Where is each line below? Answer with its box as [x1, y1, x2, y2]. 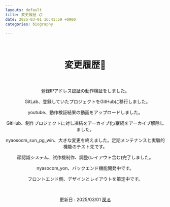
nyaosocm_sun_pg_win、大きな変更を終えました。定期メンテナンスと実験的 [6, 137, 165, 144]
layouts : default [5, 7, 42, 13]
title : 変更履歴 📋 [5, 12, 43, 17]
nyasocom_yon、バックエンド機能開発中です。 [36, 165, 134, 171]
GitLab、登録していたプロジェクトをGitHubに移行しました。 [24, 98, 151, 105]
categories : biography [5, 21, 53, 27]
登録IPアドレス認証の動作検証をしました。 [41, 88, 130, 94]
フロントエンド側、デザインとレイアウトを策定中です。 [27, 176, 143, 182]
